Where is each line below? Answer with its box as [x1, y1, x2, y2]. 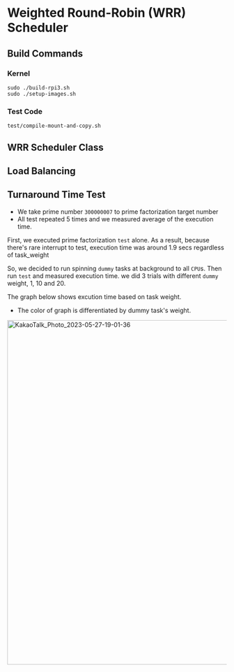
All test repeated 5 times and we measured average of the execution [17, 214, 214, 223]
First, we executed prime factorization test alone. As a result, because [7, 235, 210, 244]
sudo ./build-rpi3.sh [7, 84, 70, 92]
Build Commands [7, 48, 84, 59]
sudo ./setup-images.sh [7, 90, 77, 97]
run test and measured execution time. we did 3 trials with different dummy [7, 271, 219, 280]
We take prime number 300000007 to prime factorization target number [17, 207, 219, 216]
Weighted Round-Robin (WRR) [7, 5, 187, 21]
